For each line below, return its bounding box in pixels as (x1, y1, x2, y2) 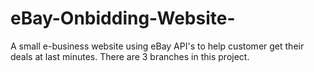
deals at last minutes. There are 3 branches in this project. (10, 50, 250, 62)
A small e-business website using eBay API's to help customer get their (10, 40, 305, 52)
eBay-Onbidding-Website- (10, 7, 236, 30)
